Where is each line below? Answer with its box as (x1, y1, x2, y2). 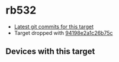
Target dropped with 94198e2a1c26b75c (14, 29, 113, 36)
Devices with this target (5, 47, 95, 57)
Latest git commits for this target (14, 23, 94, 30)
